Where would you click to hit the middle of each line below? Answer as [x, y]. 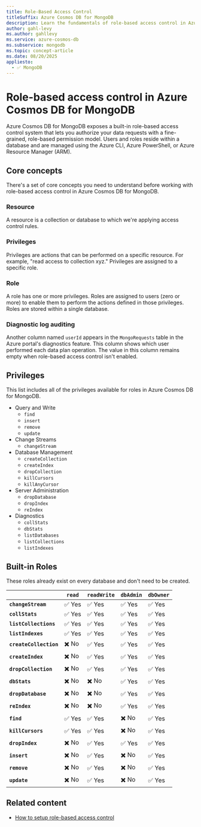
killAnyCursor [41, 485]
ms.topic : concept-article [40, 51]
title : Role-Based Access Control [49, 12]
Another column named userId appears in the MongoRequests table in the [95, 337]
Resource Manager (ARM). [39, 152]
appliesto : [20, 62]
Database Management [44, 452]
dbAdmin [131, 595]
